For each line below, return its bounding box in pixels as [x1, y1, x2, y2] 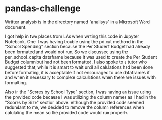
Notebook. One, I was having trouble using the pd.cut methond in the [5, 38, 144, 44]
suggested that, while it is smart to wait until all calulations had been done [5, 64, 153, 70]
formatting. [5, 79, 28, 85]
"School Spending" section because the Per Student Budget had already [5, 44, 151, 49]
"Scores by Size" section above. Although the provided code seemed [5, 99, 144, 105]
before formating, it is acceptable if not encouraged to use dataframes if [5, 69, 150, 75]
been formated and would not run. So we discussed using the [5, 49, 128, 55]
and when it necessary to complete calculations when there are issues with [5, 75, 156, 80]
